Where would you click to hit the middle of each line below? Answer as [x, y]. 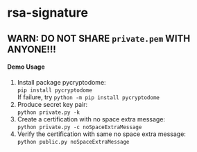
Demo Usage [26, 67]
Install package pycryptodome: [61, 82]
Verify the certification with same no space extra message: [101, 134]
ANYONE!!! [32, 49]
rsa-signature [48, 13]
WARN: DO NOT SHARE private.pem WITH [99, 39]
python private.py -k [48, 112]
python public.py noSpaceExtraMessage [73, 142]
